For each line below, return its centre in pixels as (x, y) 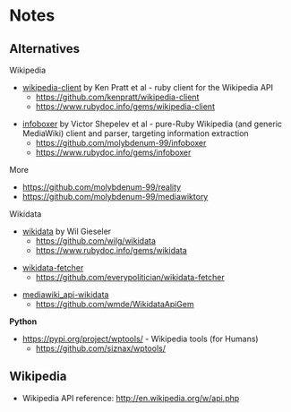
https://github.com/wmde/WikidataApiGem (115, 304)
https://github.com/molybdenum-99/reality (102, 187)
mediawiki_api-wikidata (65, 295)
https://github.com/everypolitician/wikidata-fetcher (130, 277)
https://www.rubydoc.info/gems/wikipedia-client (125, 107)
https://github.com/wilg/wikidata (96, 241)
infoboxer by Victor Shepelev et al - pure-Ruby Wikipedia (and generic (152, 124)
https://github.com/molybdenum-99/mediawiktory (115, 197)
